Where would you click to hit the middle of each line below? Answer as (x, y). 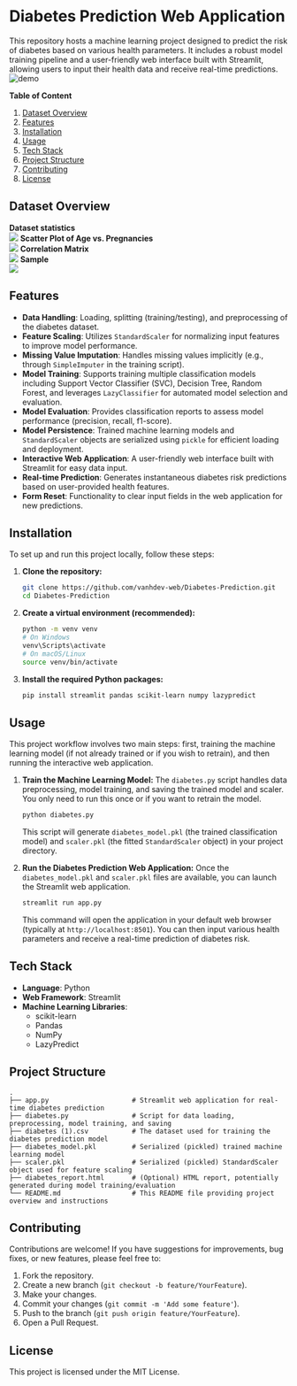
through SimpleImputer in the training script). (103, 364)
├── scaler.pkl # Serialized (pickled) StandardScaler (144, 1162)
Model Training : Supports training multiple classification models (139, 373)
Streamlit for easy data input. (75, 467)
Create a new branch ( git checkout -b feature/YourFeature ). (134, 1285)
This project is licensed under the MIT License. (95, 1372)
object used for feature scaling (71, 1170)
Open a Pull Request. (60, 1323)
